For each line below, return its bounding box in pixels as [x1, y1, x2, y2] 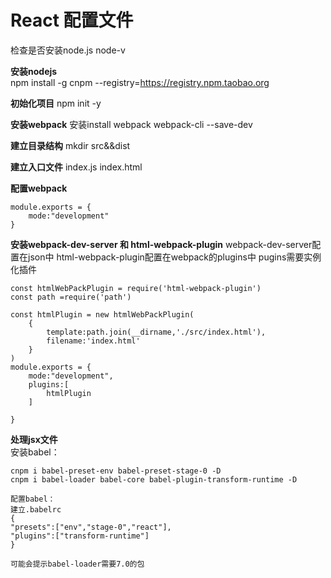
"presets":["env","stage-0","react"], [10, 522, 172, 532]
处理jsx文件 [10, 433, 58, 445]
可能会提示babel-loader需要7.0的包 [10, 559, 145, 569]
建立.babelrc [10, 504, 62, 515]
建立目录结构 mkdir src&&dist [10, 139, 131, 151]
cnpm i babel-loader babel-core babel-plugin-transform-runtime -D [10, 474, 298, 485]
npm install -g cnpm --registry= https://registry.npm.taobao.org [10, 76, 270, 88]
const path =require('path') [10, 292, 132, 302]
